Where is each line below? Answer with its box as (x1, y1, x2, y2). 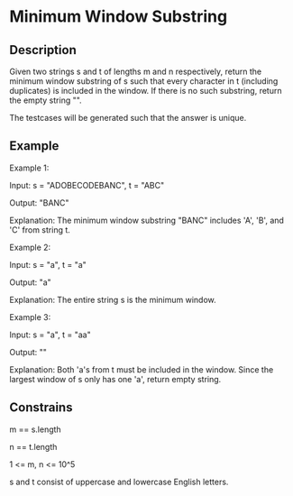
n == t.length (9, 441, 58, 452)
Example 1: (9, 162, 50, 173)
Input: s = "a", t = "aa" (9, 329, 92, 340)
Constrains (9, 400, 73, 416)
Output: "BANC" (9, 197, 69, 208)
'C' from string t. (9, 224, 70, 235)
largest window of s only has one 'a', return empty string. (9, 373, 222, 384)
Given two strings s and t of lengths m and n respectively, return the (9, 66, 262, 77)
